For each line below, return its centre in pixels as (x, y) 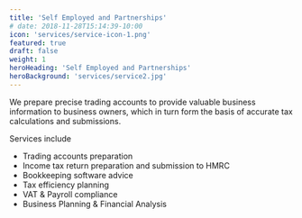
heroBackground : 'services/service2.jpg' (88, 77)
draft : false (34, 51)
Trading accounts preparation (78, 156)
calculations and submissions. (65, 121)
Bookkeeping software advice (78, 175)
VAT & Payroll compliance (70, 194)
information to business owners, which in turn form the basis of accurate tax (151, 111)
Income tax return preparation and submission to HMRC (126, 165)
